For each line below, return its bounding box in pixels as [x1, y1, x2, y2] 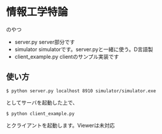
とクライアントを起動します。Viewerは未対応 [6, 122, 115, 129]
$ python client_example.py [6, 110, 75, 116]
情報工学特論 [6, 5, 69, 19]
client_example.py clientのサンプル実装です [14, 53, 119, 60]
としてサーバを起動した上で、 [6, 99, 78, 106]
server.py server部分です [14, 38, 75, 45]
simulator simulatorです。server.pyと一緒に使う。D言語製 [14, 45, 154, 53]
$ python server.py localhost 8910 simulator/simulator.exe [6, 88, 157, 94]
